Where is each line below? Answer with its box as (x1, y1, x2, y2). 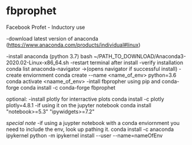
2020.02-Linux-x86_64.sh (6, 59, 69, 66)
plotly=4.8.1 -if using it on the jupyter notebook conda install (6, 101, 151, 108)
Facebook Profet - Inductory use (6, 24, 85, 31)
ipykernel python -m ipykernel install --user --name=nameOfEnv (6, 131, 163, 139)
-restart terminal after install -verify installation (70, 59, 184, 66)
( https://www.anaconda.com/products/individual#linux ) (6, 41, 141, 48)
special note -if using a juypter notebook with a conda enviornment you (6, 119, 180, 126)
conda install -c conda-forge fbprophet (20, 84, 116, 91)
